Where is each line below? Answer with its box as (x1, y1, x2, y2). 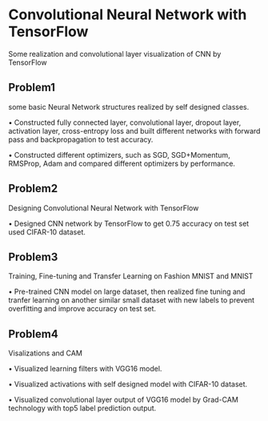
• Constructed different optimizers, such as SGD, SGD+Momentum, (8, 150, 230, 159)
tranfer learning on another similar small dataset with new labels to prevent (8, 295, 254, 305)
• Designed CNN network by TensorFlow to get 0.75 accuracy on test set (8, 219, 250, 228)
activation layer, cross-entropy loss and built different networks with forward (8, 126, 261, 135)
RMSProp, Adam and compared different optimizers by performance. (8, 158, 236, 168)
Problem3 (8, 250, 58, 263)
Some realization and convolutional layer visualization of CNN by (8, 49, 222, 58)
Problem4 (8, 327, 58, 341)
